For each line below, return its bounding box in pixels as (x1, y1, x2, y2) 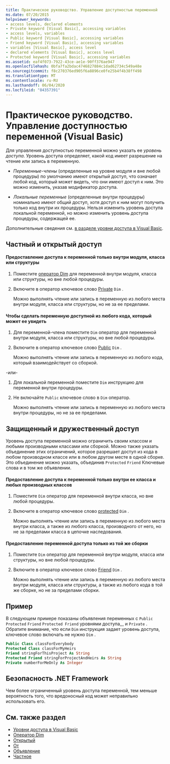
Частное (13, 753, 32, 759)
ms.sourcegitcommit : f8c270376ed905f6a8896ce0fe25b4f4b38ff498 (6, 69, 142, 74)
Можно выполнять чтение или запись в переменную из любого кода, (13, 354, 164, 360)
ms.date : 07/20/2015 (6, 12, 50, 17)
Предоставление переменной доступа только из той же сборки (6, 540, 148, 546)
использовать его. (6, 698, 46, 704)
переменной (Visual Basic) (6, 131, 123, 142)
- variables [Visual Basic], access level (6, 45, 97, 50)
